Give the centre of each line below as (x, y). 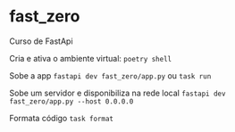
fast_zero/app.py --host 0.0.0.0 (71, 101)
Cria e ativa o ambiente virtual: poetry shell (91, 58)
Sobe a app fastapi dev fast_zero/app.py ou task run (110, 75)
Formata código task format (62, 118)
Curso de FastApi (41, 41)
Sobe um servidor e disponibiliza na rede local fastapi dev (117, 93)
